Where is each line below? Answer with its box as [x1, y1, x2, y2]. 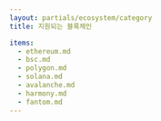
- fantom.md [17, 97, 64, 106]
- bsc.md [17, 55, 51, 65]
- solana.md [17, 72, 64, 82]
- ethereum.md [17, 46, 71, 55]
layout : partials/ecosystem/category [9, 13, 153, 23]
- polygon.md [17, 64, 67, 73]
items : [9, 38, 35, 47]
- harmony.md [17, 88, 67, 98]
